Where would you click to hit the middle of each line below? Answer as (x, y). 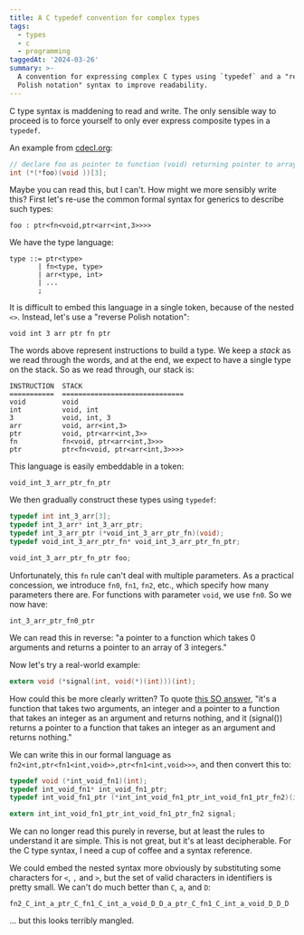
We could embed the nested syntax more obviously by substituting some (145, 868)
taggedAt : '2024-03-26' (54, 60)
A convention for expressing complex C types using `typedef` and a (149, 77)
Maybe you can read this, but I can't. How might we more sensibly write (143, 190)
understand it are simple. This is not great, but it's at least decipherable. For (150, 841)
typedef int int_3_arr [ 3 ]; (60, 517)
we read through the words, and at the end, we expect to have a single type (150, 360)
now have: (28, 604)
